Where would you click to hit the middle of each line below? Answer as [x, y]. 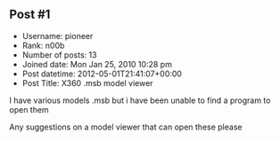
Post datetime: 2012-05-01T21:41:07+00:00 [102, 74]
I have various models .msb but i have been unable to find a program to [140, 100]
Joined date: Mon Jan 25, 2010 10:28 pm [97, 64]
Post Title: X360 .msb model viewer [87, 82]
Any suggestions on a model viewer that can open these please [126, 127]
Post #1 [30, 15]
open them [29, 109]
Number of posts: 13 [59, 55]
